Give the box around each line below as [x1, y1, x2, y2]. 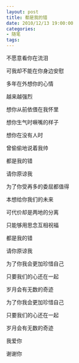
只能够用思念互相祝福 [6, 221, 59, 229]
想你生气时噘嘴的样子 [6, 119, 59, 126]
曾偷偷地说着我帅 [6, 145, 48, 151]
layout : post [6, 8, 39, 15]
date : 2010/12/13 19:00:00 [6, 20, 74, 26]
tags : [6, 37, 20, 43]
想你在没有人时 [6, 131, 43, 139]
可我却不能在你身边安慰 [6, 67, 64, 74]
